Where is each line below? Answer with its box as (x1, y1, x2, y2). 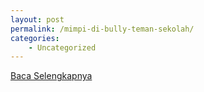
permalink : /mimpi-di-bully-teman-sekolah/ (10, 24, 195, 34)
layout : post (10, 14, 65, 25)
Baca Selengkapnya (10, 70, 93, 82)
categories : (10, 33, 60, 43)
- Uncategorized (28, 42, 97, 53)
